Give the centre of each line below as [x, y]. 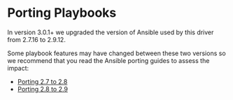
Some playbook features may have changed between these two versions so [116, 53]
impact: [18, 68]
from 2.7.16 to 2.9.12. [37, 39]
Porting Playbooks [62, 13]
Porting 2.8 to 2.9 [43, 89]
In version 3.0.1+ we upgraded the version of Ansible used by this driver [111, 32]
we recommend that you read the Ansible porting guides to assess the [108, 60]
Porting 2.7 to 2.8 [42, 81]
